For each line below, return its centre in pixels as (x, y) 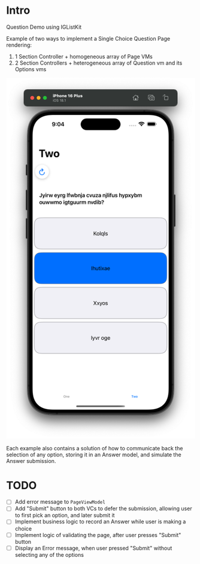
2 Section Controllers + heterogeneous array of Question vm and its (99, 63)
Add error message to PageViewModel (60, 502)
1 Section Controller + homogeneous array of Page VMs (84, 56)
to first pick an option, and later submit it (65, 516)
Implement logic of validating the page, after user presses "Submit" (98, 535)
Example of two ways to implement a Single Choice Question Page (88, 38)
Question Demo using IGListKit (44, 27)
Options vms (31, 69)
